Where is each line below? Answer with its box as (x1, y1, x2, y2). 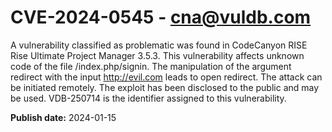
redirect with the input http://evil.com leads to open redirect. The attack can (10, 71, 323, 83)
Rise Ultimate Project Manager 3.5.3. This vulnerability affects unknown (10, 49, 305, 61)
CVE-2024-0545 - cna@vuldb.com (10, 6, 312, 29)
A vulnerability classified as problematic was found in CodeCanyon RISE (10, 39, 308, 51)
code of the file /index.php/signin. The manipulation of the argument (10, 60, 292, 72)
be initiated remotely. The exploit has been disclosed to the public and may (10, 81, 320, 93)
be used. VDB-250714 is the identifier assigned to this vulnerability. (10, 92, 287, 104)
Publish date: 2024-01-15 (10, 111, 117, 123)
